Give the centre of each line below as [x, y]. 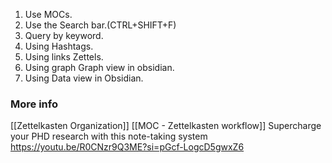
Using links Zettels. [64, 57]
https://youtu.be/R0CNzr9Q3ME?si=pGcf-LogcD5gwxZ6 [127, 147]
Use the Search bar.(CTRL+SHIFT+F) [100, 25]
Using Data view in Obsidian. [84, 78]
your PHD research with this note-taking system [109, 136]
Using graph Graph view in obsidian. [99, 67]
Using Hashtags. [59, 46]
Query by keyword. [64, 35]
